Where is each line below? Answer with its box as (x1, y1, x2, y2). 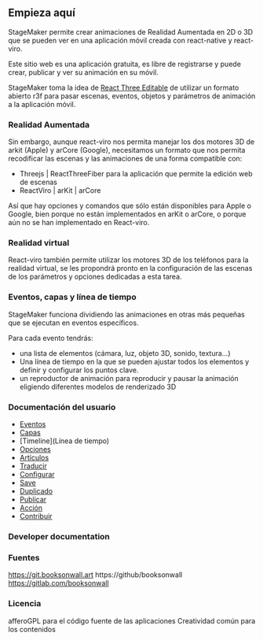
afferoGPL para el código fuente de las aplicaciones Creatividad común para (8, 616, 256, 625)
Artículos (19, 453, 49, 462)
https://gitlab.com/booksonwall (8, 579, 109, 588)
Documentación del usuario (8, 401, 116, 412)
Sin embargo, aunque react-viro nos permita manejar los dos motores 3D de (8, 137, 255, 146)
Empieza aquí (8, 6, 76, 20)
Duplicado (19, 486, 53, 495)
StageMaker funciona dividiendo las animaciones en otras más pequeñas (8, 309, 245, 319)
